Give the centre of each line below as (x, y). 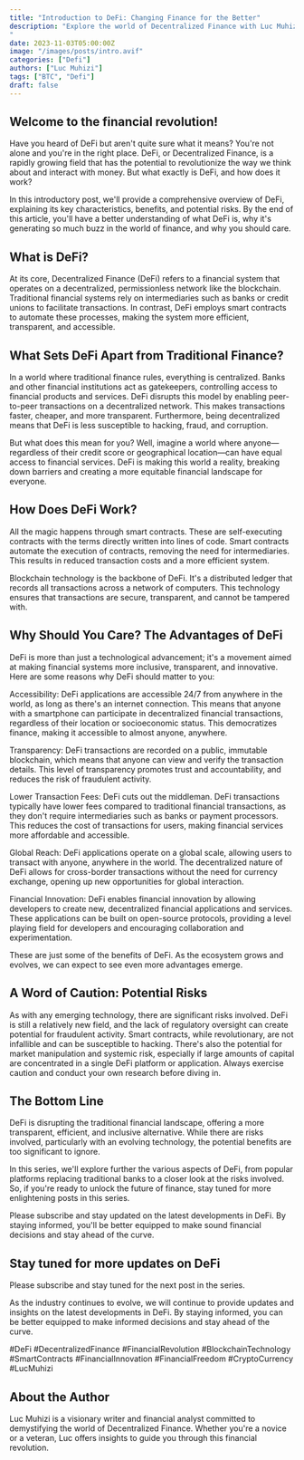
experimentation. (41, 937)
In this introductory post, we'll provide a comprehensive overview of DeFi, (147, 199)
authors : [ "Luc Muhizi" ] (56, 69)
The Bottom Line (57, 1101)
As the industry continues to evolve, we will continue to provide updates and (152, 1303)
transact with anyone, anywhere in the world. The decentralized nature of (146, 862)
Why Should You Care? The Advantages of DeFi (146, 635)
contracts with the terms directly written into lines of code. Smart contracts (149, 541)
